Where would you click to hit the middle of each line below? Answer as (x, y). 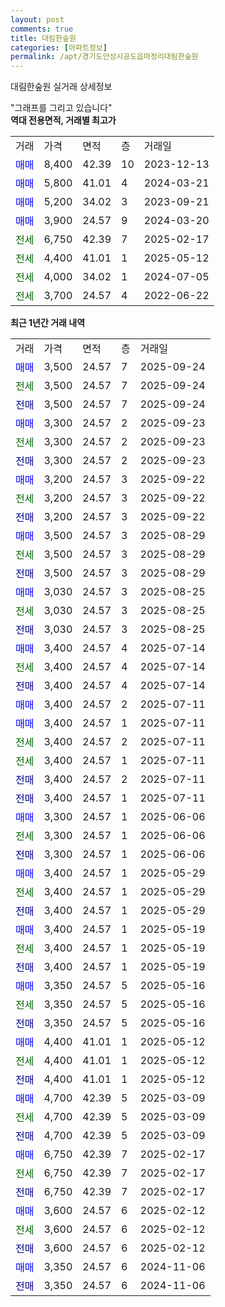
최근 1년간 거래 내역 (48, 323)
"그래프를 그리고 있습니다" (61, 108)
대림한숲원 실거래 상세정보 (61, 87)
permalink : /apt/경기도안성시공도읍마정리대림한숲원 (104, 57)
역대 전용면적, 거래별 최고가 (63, 120)
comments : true (42, 29)
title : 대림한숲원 (43, 38)
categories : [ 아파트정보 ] (59, 47)
